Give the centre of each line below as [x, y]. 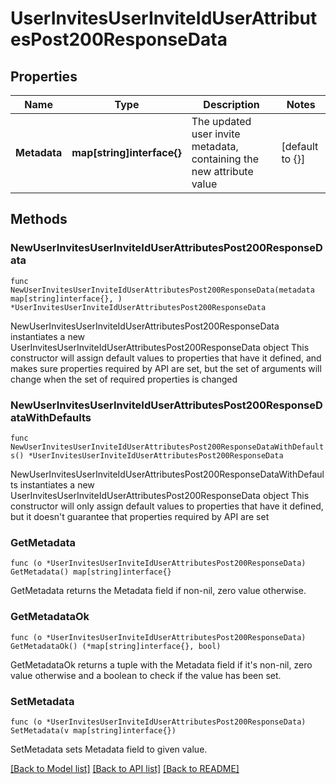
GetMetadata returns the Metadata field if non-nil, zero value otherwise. [158, 591]
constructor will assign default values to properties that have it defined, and [166, 358]
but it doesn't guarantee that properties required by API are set [140, 516]
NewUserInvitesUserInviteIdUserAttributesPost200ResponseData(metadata [162, 290]
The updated [221, 121]
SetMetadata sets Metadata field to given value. [109, 749]
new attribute [222, 171]
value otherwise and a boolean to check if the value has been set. [146, 675]
